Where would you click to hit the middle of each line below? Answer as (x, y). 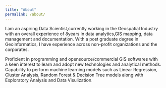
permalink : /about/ (25, 14)
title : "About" (21, 10)
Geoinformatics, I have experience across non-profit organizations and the (81, 44)
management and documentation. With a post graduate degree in (72, 39)
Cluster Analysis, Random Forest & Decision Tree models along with (74, 75)
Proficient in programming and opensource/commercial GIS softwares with (82, 59)
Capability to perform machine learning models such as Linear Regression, (81, 69)
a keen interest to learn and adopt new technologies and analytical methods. (83, 64)
